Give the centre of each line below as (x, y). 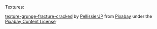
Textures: (15, 7)
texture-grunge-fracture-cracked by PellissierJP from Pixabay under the (78, 16)
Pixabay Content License (30, 22)
